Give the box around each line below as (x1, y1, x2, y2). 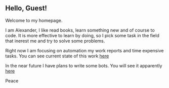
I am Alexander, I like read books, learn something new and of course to (5, 27, 155, 33)
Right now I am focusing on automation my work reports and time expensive (5, 47, 164, 53)
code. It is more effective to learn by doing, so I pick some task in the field (5, 32, 159, 38)
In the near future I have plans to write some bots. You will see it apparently (5, 62, 162, 68)
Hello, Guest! (5, 4, 47, 13)
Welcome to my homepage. (5, 17, 63, 23)
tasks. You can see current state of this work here (5, 53, 109, 59)
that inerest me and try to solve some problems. (5, 38, 105, 44)
